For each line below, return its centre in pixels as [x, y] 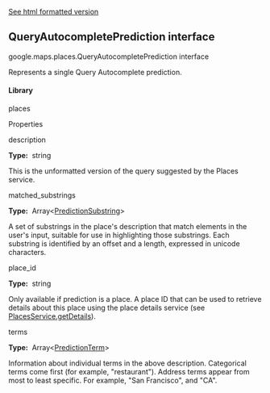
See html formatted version [54, 12]
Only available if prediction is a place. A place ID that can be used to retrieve [135, 299]
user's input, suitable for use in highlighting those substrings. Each [119, 235]
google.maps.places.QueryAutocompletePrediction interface [109, 56]
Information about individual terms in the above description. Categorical [128, 363]
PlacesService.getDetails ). [52, 316]
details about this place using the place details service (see [107, 308]
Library [21, 90]
